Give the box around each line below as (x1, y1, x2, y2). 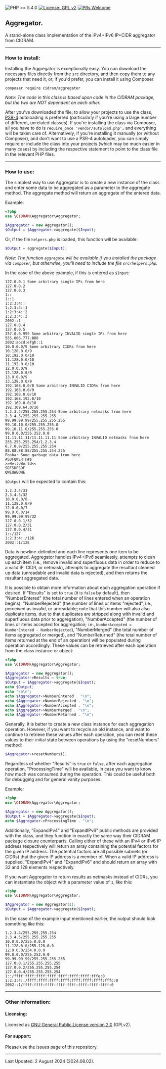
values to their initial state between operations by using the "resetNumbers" (5, 737, 160, 743)
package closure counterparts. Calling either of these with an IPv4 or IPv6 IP (5, 838, 161, 844)
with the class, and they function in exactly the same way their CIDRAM (5, 832, 151, 838)
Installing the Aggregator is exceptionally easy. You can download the (5, 66, 147, 72)
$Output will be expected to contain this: (5, 478, 86, 485)
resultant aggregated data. (5, 575, 59, 581)
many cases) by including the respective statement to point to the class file (5, 146, 158, 152)
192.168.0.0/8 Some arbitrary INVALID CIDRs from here (5, 383, 121, 388)
